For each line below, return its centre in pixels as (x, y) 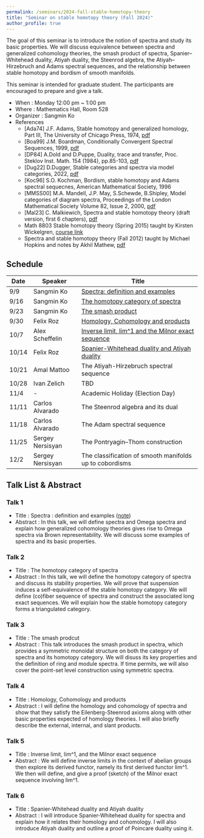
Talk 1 (15, 502)
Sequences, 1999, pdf (52, 148)
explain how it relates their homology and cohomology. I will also (96, 822)
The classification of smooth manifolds (137, 455)
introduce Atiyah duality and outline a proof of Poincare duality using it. (104, 828)
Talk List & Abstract (44, 485)
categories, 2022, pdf (51, 174)
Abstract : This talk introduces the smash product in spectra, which (99, 645)
